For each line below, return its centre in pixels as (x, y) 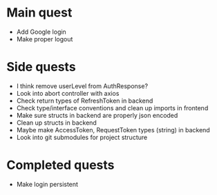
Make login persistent (47, 184)
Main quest (39, 13)
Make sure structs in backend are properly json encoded (97, 115)
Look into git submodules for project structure (82, 137)
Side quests (41, 67)
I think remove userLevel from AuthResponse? (82, 86)
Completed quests (60, 165)
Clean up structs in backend (57, 123)
